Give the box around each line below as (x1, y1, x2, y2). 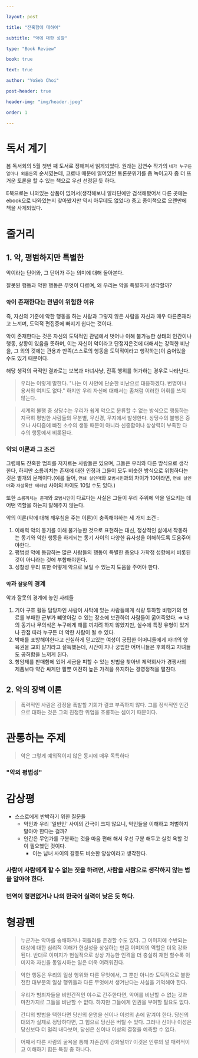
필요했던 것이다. (29, 842, 67, 849)
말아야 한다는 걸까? (23, 828, 68, 835)
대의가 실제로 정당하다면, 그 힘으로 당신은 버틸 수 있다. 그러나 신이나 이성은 (20, 1018, 192, 1026)
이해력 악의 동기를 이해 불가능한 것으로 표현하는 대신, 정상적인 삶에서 (14, 527, 172, 534)
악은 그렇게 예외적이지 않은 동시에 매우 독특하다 (20, 752, 130, 759)
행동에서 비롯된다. (31, 429, 73, 436)
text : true (6, 67, 33, 73)
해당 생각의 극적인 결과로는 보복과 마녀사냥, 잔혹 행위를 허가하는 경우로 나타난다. (6, 367, 190, 374)
